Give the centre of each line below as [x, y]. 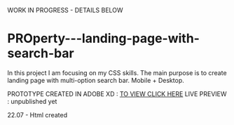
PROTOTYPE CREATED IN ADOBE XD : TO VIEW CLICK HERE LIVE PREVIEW [117, 93]
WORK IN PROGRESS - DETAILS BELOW [66, 10]
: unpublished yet [32, 101]
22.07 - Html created [37, 114]
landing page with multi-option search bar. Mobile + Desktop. [96, 80]
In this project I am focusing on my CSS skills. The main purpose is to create [117, 72]
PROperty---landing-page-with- [103, 39]
